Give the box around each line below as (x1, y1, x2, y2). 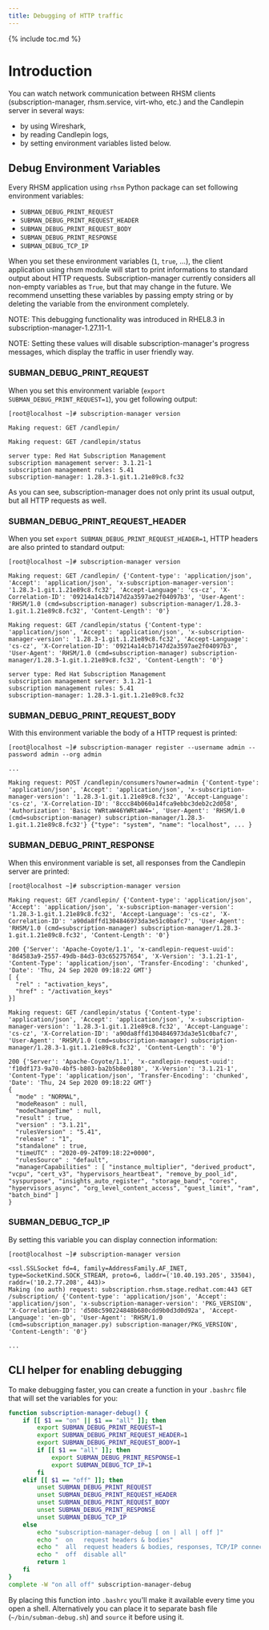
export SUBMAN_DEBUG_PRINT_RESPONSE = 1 (50, 1453, 181, 1461)
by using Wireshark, (19, 121, 86, 131)
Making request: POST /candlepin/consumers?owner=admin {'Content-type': (8, 779, 260, 787)
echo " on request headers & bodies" (37, 1535, 174, 1544)
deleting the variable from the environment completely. (8, 299, 190, 309)
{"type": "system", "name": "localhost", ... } (90, 821, 252, 829)
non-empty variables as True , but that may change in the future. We (8, 282, 232, 291)
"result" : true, (15, 1114, 74, 1122)
